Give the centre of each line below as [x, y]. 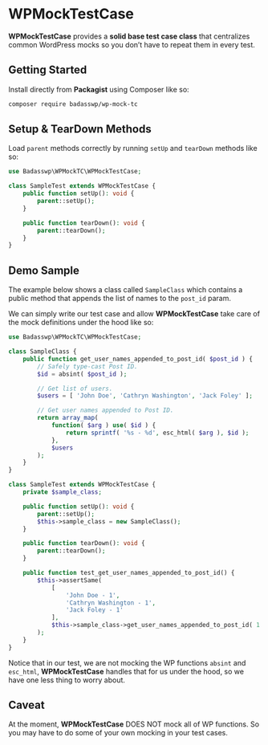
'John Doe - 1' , [93, 595]
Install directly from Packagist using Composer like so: [99, 89]
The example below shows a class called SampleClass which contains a [126, 290]
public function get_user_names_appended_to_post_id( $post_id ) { [138, 359]
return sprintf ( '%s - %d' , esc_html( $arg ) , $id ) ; [157, 433]
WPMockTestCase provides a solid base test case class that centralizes [129, 36]
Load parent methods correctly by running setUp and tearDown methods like [133, 149]
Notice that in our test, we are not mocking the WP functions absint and [127, 662]
